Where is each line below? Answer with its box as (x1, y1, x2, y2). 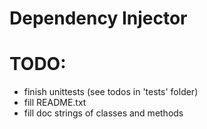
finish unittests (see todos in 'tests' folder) (23, 86, 199, 98)
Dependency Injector (9, 7, 188, 30)
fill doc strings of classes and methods (23, 107, 184, 119)
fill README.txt (23, 97, 87, 109)
